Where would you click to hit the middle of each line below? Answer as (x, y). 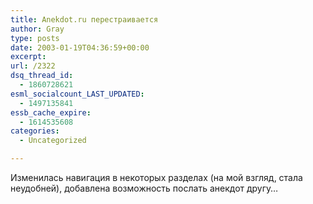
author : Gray (37, 29)
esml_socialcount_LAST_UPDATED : (77, 94)
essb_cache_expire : (51, 112)
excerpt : (28, 57)
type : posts (35, 38)
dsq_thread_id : (42, 76)
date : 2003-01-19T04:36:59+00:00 (80, 47)
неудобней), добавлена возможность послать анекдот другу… (144, 188)
